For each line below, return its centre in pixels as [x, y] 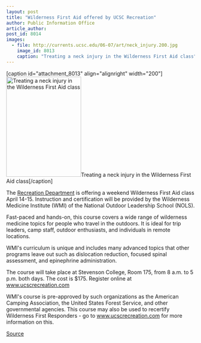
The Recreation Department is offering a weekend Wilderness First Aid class [100, 192]
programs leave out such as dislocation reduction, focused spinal [87, 254]
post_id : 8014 [24, 34]
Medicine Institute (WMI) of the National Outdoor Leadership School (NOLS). [100, 205]
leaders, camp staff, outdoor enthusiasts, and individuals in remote [88, 230]
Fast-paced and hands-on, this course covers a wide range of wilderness [97, 217]
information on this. [30, 322]
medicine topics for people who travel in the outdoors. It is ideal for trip [94, 223]
